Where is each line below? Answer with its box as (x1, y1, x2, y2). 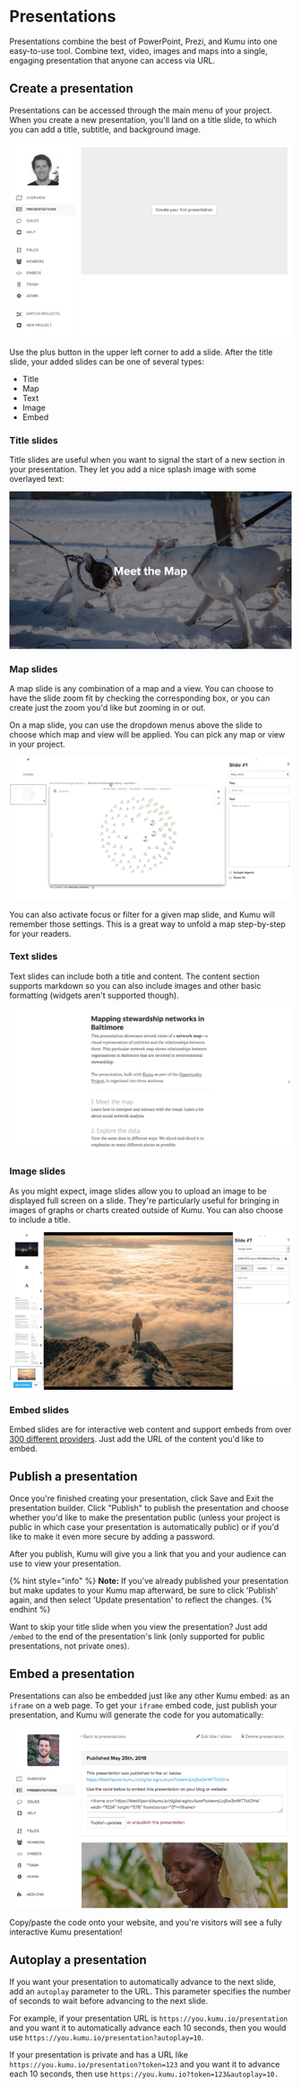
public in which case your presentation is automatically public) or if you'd (9, 1521, 279, 1532)
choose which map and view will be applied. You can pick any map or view (9, 729, 285, 740)
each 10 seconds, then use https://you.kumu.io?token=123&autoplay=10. (9, 2068, 279, 2079)
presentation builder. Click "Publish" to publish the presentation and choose (9, 1502, 289, 1513)
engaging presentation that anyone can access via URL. (9, 55, 216, 66)
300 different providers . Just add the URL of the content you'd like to (9, 1433, 264, 1444)
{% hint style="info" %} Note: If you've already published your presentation (9, 1575, 289, 1586)
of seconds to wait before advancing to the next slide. (9, 1995, 209, 2006)
